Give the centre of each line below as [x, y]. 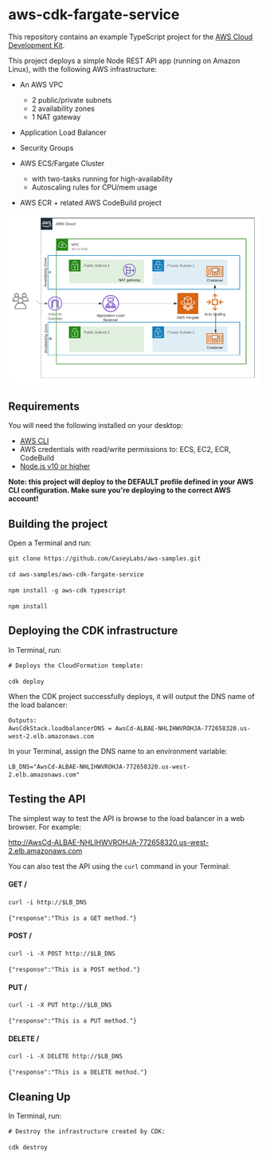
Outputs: [23, 720]
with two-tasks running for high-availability [102, 179]
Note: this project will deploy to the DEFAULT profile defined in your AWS [131, 482]
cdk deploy [26, 682]
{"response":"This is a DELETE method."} [78, 1073]
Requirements [44, 406]
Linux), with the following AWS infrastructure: [83, 69]
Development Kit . [37, 45]
